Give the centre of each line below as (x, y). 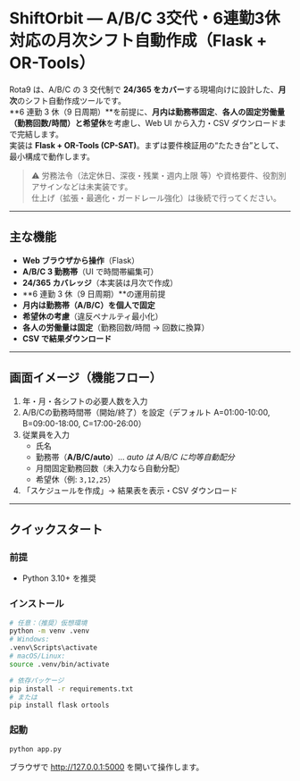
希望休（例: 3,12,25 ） (75, 479)
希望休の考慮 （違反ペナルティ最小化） (92, 316)
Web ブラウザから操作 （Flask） (81, 260)
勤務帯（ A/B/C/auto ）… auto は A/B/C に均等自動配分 (135, 457)
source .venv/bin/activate (59, 664)
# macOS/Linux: (37, 656)
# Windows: (29, 640)
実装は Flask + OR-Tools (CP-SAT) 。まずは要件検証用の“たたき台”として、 (146, 145)
